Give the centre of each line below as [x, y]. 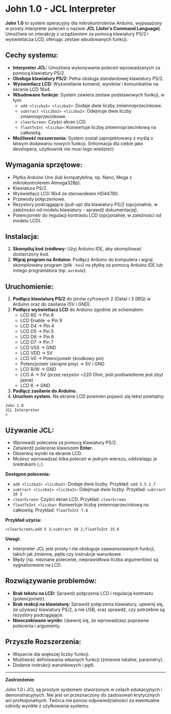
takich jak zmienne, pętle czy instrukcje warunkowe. [67, 554]
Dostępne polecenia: [28, 474]
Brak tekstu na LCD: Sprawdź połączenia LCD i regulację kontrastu [83, 593]
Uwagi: [13, 539]
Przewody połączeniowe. [39, 199]
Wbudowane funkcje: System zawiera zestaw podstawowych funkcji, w [89, 94]
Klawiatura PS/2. [30, 188]
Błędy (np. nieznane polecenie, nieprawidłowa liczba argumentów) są [85, 559]
